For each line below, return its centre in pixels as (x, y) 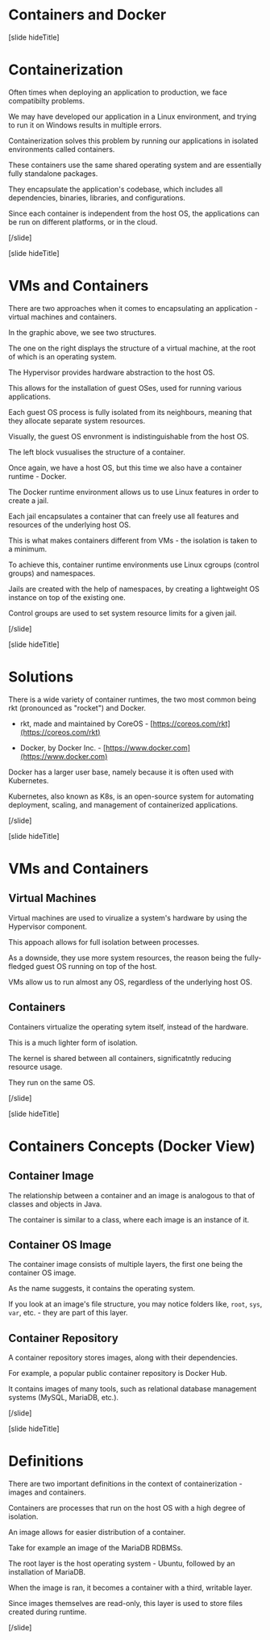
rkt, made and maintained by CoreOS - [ (86, 724)
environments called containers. (62, 149)
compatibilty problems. (47, 101)
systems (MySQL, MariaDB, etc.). (64, 1398)
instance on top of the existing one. (67, 597)
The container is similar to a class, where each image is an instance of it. (129, 1219)
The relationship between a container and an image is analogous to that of (132, 1195)
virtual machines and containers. (62, 317)
